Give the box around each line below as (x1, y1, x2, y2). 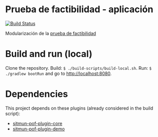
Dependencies (5, 88, 68, 100)
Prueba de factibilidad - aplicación (5, 4, 153, 15)
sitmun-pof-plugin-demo (12, 126, 65, 132)
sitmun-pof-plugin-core (12, 120, 62, 126)
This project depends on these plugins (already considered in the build (5, 105, 153, 111)
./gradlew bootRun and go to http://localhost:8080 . (5, 70, 112, 76)
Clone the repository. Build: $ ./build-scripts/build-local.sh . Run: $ (5, 65, 152, 71)
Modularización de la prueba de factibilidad (5, 30, 97, 36)
